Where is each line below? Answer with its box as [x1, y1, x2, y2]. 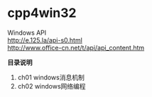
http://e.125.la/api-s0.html [7, 35, 83, 44]
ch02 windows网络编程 [17, 81, 87, 90]
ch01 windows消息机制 [17, 73, 85, 81]
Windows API [7, 28, 47, 37]
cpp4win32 [7, 5, 77, 21]
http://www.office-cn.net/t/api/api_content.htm [7, 43, 145, 52]
